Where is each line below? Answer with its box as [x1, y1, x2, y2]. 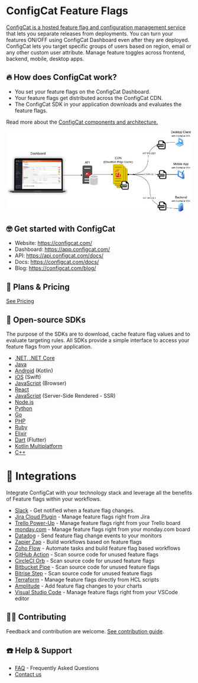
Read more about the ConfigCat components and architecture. [6, 118, 158, 125]
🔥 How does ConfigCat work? [6, 72, 117, 82]
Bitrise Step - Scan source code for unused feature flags [14, 569, 152, 576]
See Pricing [6, 298, 34, 305]
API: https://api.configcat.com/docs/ [14, 252, 104, 259]
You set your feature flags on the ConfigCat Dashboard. [14, 88, 151, 95]
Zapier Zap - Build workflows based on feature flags [14, 538, 142, 545]
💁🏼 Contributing [6, 612, 67, 622]
